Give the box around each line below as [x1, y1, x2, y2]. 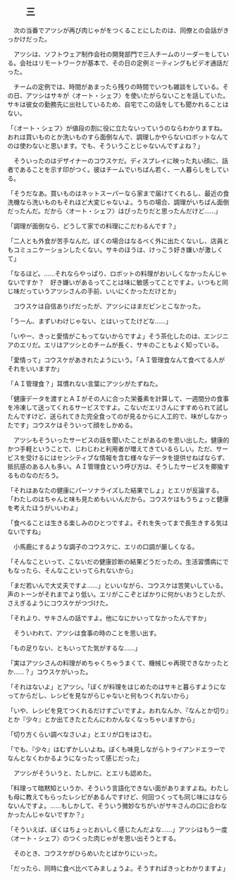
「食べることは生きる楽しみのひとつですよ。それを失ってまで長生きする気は [7, 518, 229, 527]
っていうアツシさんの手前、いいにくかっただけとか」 [25, 287, 180, 295]
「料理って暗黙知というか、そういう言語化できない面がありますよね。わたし [7, 784, 230, 792]
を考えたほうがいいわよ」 [7, 503, 82, 512]
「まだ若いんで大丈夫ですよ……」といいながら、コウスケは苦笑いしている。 [7, 581, 228, 589]
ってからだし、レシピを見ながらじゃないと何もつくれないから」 [7, 691, 192, 699]
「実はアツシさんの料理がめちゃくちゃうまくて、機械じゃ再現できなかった [7, 658, 223, 667]
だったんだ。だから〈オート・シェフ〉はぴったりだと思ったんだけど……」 [7, 207, 222, 215]
